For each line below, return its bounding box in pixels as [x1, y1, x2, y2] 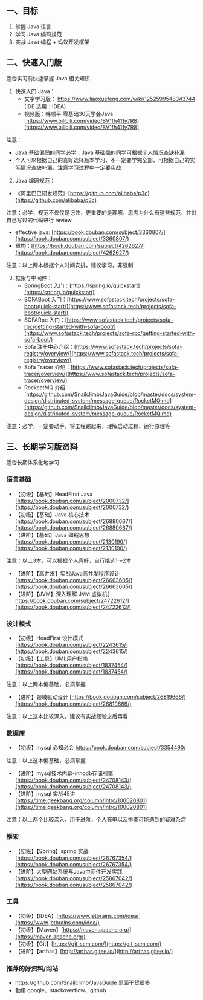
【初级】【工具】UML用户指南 [14, 655, 88, 662]
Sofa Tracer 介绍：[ [24, 363, 73, 371]
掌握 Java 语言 [14, 23, 51, 30]
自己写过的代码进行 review [6, 216, 72, 224]
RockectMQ [24, 383, 54, 391]
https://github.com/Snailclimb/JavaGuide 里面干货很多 [14, 979, 150, 987]
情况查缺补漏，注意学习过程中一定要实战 [20, 164, 121, 171]
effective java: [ [14, 229, 54, 236]
